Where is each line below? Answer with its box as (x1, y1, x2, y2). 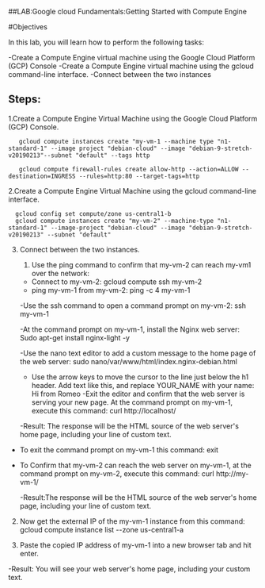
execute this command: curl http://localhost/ (31, 405, 176, 415)
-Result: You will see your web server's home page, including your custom (8, 563, 251, 574)
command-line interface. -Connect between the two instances (8, 70, 212, 79)
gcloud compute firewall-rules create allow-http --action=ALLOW (18, 165, 239, 173)
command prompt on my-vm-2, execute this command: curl (19, 468, 215, 478)
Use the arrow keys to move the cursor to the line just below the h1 (31, 372, 249, 382)
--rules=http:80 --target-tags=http (78, 172, 200, 180)
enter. (19, 548, 40, 558)
